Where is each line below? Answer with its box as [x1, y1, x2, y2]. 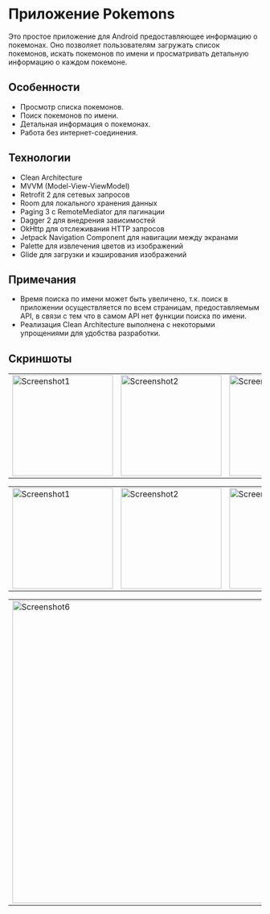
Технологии [8, 151, 71, 165]
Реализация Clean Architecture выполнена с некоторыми [19, 320, 215, 330]
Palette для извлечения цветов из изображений [19, 241, 183, 251]
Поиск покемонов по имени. [19, 110, 119, 120]
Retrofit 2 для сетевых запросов [19, 189, 130, 199]
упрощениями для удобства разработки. [19, 328, 161, 339]
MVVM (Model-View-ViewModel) [19, 181, 130, 190]
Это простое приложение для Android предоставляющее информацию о [8, 31, 258, 41]
